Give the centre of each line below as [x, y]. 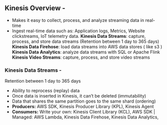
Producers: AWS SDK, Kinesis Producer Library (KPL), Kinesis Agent [83, 107]
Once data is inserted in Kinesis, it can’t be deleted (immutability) [79, 96]
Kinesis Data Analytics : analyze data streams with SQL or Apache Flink [86, 52]
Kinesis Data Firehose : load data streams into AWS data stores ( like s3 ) [87, 46]
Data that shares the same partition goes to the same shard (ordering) [84, 101]
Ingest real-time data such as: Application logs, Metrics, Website [78, 31]
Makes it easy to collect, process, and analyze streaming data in [78, 20]
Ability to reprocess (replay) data [46, 91]
